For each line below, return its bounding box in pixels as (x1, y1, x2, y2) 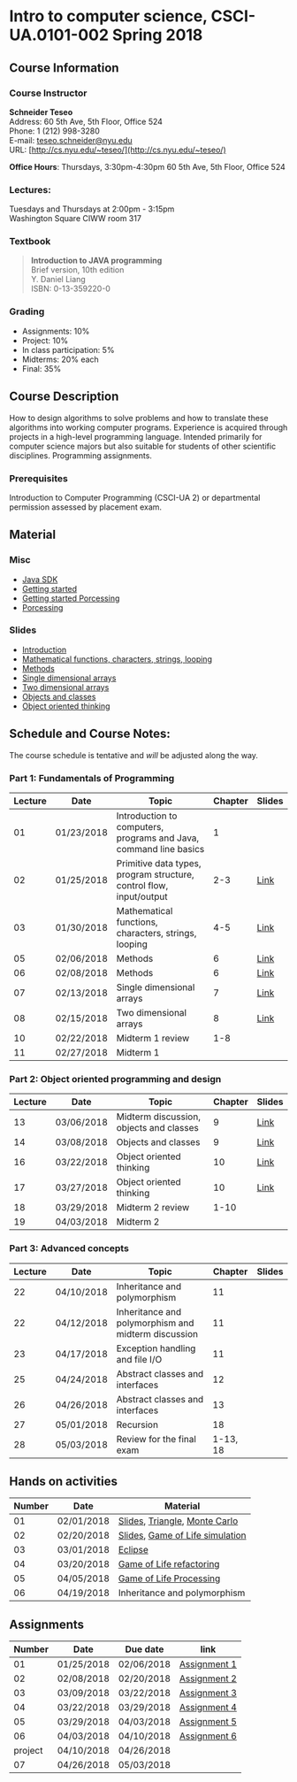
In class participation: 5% (21, 344, 115, 355)
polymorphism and (116, 1317, 194, 1329)
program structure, (116, 868, 194, 880)
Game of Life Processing (118, 1572, 221, 1585)
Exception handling (116, 1342, 196, 1355)
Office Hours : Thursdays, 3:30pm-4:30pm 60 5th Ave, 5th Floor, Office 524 (9, 161, 286, 172)
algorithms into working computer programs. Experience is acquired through (9, 422, 288, 433)
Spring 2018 (111, 25, 203, 45)
